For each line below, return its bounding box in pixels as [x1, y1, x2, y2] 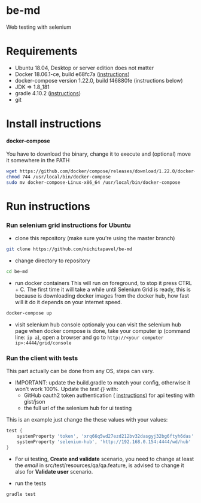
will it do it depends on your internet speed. [14, 299, 123, 306]
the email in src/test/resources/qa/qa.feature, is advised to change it [14, 462, 184, 469]
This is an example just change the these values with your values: [6, 416, 168, 423]
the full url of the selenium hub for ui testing [23, 405, 132, 412]
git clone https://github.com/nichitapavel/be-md [6, 246, 133, 252]
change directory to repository [14, 257, 91, 264]
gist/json [23, 398, 46, 405]
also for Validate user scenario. [14, 468, 93, 475]
